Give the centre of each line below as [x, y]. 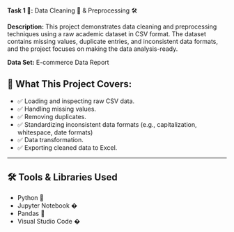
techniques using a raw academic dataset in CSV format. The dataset [107, 34]
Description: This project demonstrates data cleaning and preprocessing [112, 26]
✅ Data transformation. [50, 139]
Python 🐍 [30, 197]
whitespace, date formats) [55, 132]
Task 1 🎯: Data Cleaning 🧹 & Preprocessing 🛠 [72, 10]
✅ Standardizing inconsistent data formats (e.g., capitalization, [107, 124]
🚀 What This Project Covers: [70, 84]
